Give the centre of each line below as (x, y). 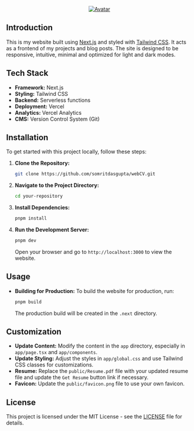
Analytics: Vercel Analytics (48, 112)
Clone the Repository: (42, 163)
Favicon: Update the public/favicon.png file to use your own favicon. (100, 384)
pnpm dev (25, 241)
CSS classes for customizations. (54, 365)
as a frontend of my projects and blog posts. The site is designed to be (92, 48)
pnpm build (28, 302)
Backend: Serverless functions (52, 100)
